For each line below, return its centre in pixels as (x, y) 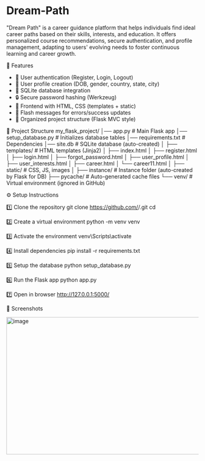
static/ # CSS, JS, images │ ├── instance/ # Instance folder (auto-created (100, 170)
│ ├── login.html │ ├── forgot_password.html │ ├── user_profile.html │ (98, 157)
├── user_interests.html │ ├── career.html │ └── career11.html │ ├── (95, 163)
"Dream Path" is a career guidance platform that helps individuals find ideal (101, 28)
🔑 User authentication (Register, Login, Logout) (74, 77)
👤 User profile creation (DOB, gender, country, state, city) (87, 84)
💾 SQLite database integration (53, 90)
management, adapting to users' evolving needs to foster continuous (93, 47)
